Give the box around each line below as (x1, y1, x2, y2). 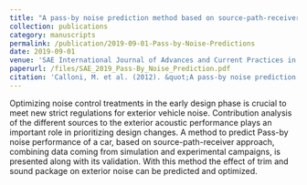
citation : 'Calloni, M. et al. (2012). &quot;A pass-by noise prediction (9, 73, 297, 82)
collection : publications (9, 22, 108, 31)
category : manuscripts (9, 30, 96, 39)
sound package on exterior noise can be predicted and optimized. (9, 165, 258, 176)
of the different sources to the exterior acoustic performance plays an (9, 117, 272, 128)
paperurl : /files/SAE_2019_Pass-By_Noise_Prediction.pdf (9, 65, 231, 74)
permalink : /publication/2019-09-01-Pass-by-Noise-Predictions (9, 38, 256, 48)
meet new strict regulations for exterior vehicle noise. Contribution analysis (9, 107, 292, 118)
